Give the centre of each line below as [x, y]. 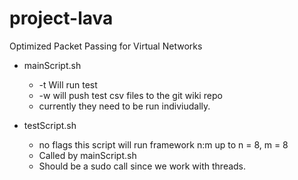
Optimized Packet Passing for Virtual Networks [106, 46]
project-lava [61, 18]
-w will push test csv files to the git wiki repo [130, 95]
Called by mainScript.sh [87, 155]
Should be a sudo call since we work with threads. [142, 166]
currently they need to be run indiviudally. [124, 106]
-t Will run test [68, 84]
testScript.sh [50, 125]
